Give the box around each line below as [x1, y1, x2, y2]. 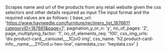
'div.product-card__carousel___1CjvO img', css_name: [5, 36, 115, 42]
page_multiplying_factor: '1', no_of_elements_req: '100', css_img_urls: [5, 31, 148, 36]
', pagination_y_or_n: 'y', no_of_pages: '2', [63, 25, 148, 31]
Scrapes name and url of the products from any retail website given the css [5, 4, 161, 10]
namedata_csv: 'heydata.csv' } [74, 41, 138, 47]
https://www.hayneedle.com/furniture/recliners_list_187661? [7, 20, 130, 26]
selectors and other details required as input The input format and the [5, 9, 149, 15]
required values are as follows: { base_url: [5, 15, 92, 20]
